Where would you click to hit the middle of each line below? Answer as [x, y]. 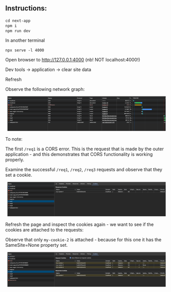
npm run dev [18, 31]
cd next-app [18, 21]
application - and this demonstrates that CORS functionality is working [79, 154]
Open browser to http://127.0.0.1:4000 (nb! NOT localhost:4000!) [73, 59]
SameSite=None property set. [36, 245]
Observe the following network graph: [45, 89]
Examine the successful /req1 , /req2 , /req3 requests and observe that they [84, 169]
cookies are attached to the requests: [45, 230]
